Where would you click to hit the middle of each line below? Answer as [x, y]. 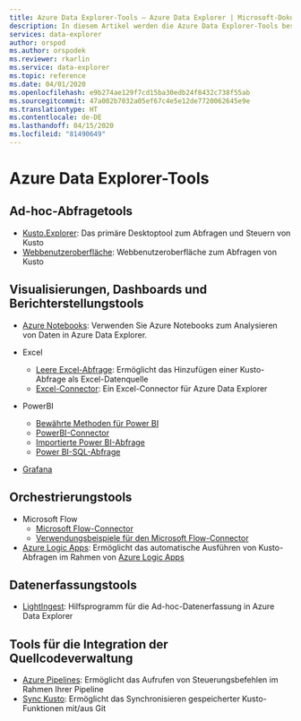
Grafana [37, 469]
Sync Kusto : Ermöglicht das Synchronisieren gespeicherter [131, 699]
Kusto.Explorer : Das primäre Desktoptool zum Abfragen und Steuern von [156, 233]
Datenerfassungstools [73, 584]
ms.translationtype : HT [54, 109]
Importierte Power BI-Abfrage [90, 442]
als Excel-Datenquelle [108, 379]
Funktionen [43, 708]
